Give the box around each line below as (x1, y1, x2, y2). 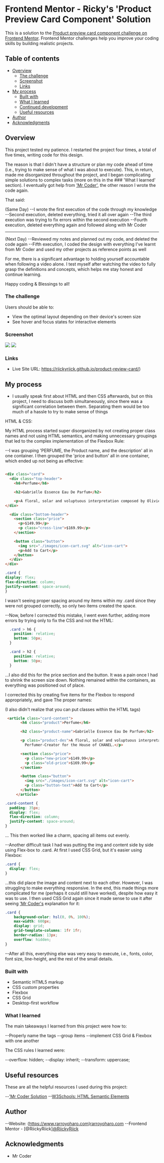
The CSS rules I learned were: (5, 1048, 65, 1053)
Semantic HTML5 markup (12, 979, 64, 985)
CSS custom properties (12, 984, 60, 990)
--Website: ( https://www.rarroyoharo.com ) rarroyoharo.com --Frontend (5, 1120, 147, 1126)
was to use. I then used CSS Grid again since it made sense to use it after (5, 895, 153, 901)
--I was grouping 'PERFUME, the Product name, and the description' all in (5, 447, 153, 453)
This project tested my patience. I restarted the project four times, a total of (5, 147, 157, 153)
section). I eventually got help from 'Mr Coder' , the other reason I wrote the (5, 182, 156, 188)
